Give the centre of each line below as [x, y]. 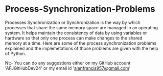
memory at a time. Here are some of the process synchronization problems [81, 43]
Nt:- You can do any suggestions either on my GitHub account [68, 63]
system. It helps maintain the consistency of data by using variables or [76, 33]
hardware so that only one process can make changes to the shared [74, 38]
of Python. [16, 53]
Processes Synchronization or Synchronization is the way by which [73, 22]
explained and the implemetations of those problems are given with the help [81, 48]
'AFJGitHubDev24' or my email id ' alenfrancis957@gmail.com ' [68, 68]
